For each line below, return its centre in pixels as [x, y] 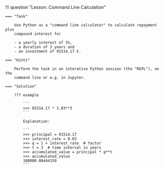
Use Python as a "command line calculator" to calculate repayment [85, 25]
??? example [26, 95]
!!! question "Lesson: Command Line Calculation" [56, 7]
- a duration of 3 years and [44, 47]
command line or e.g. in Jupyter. [50, 77]
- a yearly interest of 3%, [43, 42]
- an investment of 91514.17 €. [48, 51]
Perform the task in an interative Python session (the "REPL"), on [87, 69]
